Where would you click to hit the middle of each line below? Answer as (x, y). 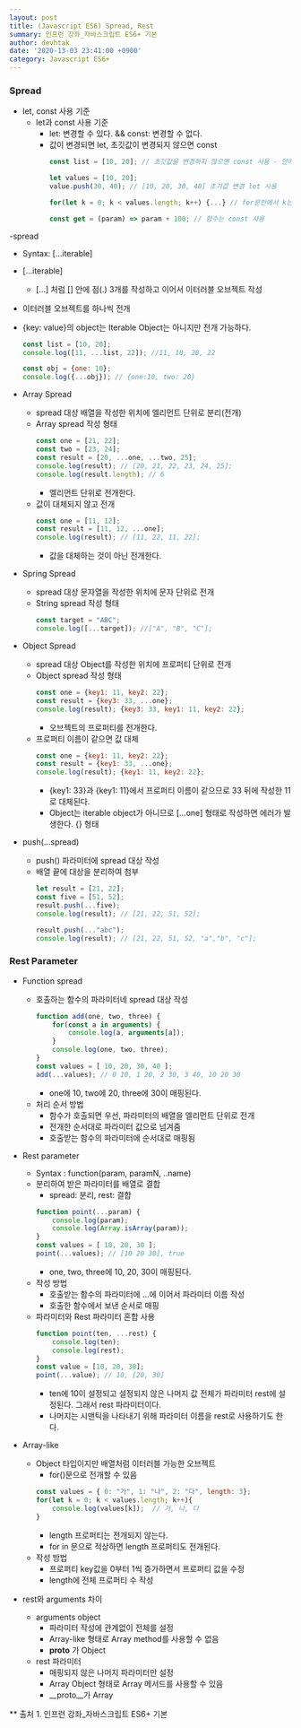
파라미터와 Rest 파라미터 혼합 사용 (95, 1316)
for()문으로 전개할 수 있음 (93, 1475)
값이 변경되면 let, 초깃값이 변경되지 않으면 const (133, 145)
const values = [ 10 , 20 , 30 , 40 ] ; (104, 1066)
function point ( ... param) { (88, 1211)
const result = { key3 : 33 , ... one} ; (104, 700)
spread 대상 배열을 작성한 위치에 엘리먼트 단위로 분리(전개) (138, 412)
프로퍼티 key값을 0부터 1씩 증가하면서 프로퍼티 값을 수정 (146, 1568)
